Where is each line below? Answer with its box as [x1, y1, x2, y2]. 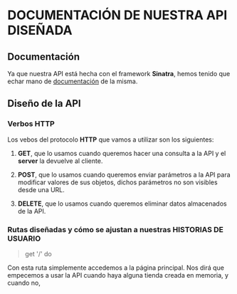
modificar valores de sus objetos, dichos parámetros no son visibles [17, 178, 218, 187]
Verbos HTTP [7, 119, 55, 129]
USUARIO [7, 233, 41, 243]
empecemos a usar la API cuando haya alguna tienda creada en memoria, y [7, 271, 229, 279]
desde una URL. [17, 185, 65, 194]
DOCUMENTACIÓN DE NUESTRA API [7, 7, 228, 23]
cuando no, [7, 278, 41, 287]
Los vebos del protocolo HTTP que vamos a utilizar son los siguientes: [7, 135, 214, 144]
